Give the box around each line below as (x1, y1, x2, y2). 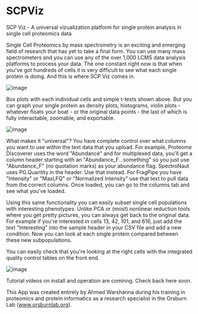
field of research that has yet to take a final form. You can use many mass (6, 47, 186, 54)
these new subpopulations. (6, 236, 72, 243)
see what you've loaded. (6, 187, 66, 194)
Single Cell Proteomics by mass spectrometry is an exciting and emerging (6, 41, 186, 48)
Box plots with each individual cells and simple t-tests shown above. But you (6, 96, 192, 103)
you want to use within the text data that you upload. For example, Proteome (6, 143, 192, 151)
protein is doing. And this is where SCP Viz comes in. (6, 73, 135, 80)
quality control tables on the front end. (6, 254, 100, 261)
